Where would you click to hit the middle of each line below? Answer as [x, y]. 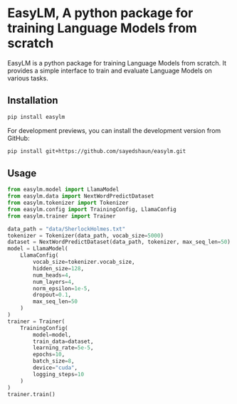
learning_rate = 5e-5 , [63, 348]
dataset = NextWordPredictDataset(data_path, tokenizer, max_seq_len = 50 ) [119, 242]
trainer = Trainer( [36, 321]
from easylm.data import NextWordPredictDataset [81, 196]
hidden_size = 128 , [58, 268]
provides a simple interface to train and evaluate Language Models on [110, 70]
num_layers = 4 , [54, 282]
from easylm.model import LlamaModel [63, 190]
